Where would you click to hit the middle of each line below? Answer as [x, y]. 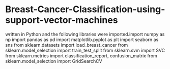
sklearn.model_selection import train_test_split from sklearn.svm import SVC [85, 50]
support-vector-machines [62, 20]
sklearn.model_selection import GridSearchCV [54, 61]
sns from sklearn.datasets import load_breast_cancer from [67, 45]
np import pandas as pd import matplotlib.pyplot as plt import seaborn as [82, 40]
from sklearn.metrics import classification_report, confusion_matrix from [81, 56]
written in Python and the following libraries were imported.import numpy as [85, 34]
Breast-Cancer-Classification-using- [85, 9]
